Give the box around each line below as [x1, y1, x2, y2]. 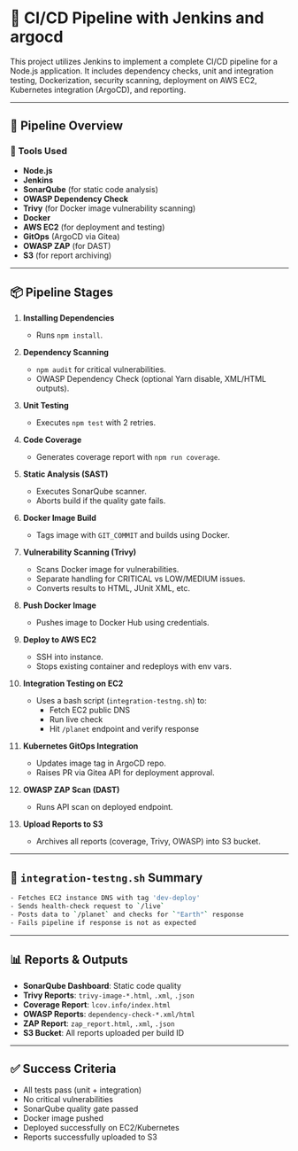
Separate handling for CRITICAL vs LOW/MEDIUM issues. [35, 573, 246, 584]
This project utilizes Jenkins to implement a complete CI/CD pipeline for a [10, 56, 278, 66]
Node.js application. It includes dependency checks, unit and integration [10, 66, 274, 76]
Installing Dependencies [22, 313, 115, 323]
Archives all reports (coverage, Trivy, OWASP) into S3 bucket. [35, 836, 262, 847]
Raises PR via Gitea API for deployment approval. [35, 767, 215, 778]
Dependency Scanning [22, 347, 110, 358]
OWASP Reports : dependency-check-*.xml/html [22, 1008, 195, 1019]
